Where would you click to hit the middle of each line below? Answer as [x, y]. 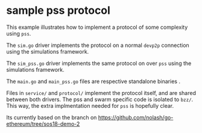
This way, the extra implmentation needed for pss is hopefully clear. [90, 105]
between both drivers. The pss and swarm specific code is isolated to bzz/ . [100, 99]
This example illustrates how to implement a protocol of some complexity [97, 27]
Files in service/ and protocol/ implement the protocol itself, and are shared [101, 93]
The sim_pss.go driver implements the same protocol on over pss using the [99, 63]
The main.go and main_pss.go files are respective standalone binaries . [93, 81]
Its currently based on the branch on [52, 117]
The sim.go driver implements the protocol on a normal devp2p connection [98, 45]
